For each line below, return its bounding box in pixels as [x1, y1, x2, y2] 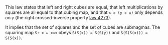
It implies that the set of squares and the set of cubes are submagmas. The [5, 24, 160, 30]
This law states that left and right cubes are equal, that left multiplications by [5, 4, 163, 10]
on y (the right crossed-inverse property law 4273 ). [5, 15, 111, 20]
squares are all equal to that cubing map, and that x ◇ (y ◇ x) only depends [5, 9, 163, 15]
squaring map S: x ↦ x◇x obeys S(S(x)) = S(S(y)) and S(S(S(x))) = [5, 30, 148, 35]
